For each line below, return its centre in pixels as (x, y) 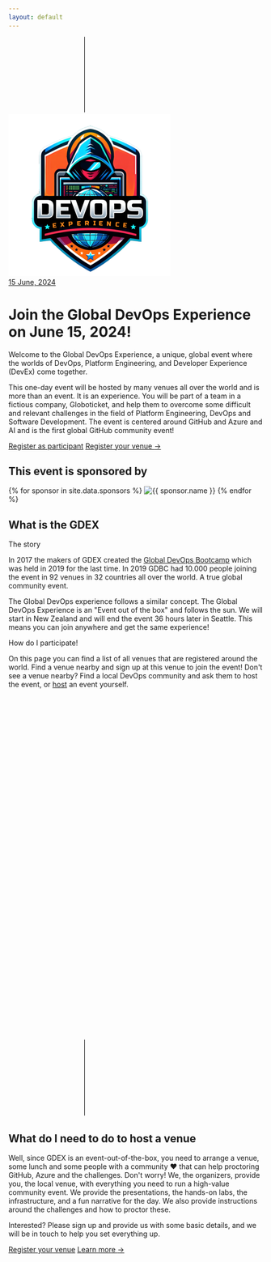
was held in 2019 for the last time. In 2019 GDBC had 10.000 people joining (133, 569)
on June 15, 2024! (70, 331)
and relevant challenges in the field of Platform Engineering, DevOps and (130, 413)
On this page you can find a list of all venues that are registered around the (133, 659)
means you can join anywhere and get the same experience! (109, 627)
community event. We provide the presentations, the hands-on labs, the (128, 1192)
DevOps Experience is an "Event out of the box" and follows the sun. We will (135, 610)
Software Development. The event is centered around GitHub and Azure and (135, 422)
